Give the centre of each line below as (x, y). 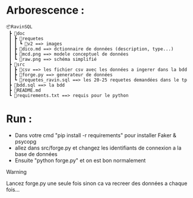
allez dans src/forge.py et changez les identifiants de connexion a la (98, 148)
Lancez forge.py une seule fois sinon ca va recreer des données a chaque (97, 183)
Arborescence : (45, 10)
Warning (16, 171)
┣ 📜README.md (25, 90)
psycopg (26, 141)
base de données (36, 154)
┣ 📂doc (17, 33)
